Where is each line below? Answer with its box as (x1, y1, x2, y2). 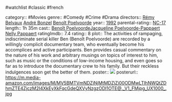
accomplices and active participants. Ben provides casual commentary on (5, 47, 161, 53)
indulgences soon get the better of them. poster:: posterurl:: (5, 69, 138, 75)
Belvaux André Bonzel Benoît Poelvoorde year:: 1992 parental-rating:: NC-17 (5, 20, 166, 25)
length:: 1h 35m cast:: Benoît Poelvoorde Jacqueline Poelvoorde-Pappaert (5, 25, 160, 31)
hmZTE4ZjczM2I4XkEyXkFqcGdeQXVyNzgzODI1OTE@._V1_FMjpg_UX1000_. (5, 85, 167, 91)
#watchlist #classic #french (5, 5, 64, 10)
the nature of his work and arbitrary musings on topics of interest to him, (5, 52, 159, 58)
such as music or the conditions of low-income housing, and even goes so (5, 58, 163, 63)
